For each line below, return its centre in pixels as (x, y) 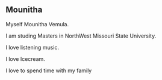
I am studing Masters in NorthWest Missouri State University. (81, 36)
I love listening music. (33, 47)
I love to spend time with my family (49, 70)
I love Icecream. (26, 59)
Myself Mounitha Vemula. (37, 24)
